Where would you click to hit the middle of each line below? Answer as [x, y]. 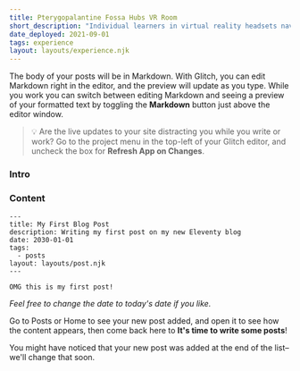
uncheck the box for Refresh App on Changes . [118, 151]
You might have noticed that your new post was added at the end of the [141, 348]
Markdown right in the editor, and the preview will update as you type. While [149, 86]
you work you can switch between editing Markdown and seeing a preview [147, 96]
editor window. [37, 114]
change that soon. [62, 358]
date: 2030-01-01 [42, 240]
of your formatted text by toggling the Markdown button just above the [140, 105]
